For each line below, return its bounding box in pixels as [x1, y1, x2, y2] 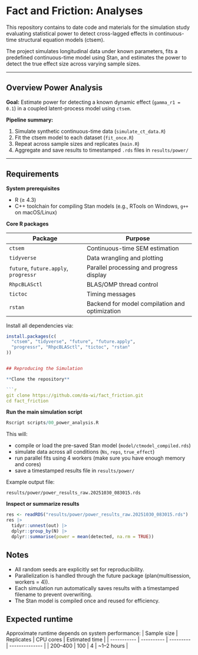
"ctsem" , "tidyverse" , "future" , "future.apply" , [11, 339, 136, 345]
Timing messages [86, 290, 136, 298]
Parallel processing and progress [86, 263, 178, 271]
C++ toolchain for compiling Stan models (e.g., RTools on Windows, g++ [14, 202, 189, 209]
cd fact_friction [6, 398, 49, 404]
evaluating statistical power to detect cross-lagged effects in [6, 30, 154, 37]
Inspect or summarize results [6, 500, 80, 507]
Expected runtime [6, 614, 74, 624]
